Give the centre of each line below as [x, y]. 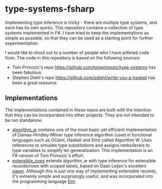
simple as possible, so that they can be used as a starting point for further [79, 38]
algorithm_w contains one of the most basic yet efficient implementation [84, 130]
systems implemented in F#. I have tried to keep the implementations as [77, 33]
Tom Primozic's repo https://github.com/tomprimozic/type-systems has [84, 67]
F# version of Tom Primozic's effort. [48, 155]
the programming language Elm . [44, 181]
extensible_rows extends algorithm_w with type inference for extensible [84, 161]
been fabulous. [27, 72]
